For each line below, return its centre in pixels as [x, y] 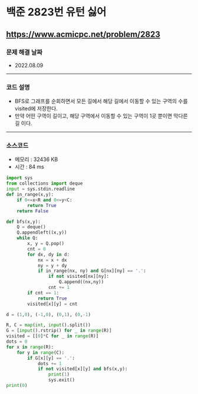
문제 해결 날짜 [24, 52]
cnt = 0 [37, 249]
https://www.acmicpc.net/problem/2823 [83, 34]
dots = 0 [17, 342]
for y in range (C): [41, 352]
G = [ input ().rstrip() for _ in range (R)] [59, 331]
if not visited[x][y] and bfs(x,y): [82, 369]
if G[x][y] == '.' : [51, 358]
